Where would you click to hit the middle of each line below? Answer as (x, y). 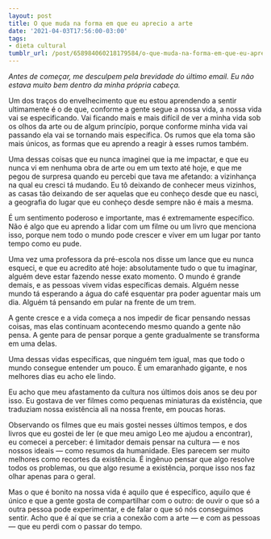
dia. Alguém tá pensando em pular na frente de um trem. (102, 302)
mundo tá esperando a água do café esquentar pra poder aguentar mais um (135, 293)
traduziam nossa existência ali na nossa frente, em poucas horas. (117, 409)
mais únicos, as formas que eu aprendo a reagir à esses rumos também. (128, 143)
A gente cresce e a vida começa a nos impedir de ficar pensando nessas (129, 318)
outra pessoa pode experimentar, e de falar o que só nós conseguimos (126, 509)
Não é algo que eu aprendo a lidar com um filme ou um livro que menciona (132, 226)
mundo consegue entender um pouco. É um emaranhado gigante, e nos (128, 368)
